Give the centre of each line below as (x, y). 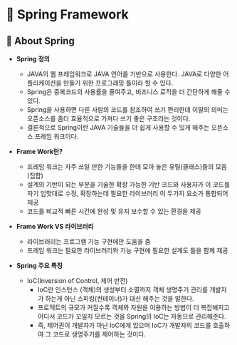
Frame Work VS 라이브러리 (55, 226)
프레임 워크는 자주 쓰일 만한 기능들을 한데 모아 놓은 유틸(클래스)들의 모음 (127, 166)
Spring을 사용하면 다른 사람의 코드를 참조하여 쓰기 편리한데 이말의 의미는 (127, 109)
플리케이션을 (44, 83)
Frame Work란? (39, 151)
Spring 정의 (33, 59)
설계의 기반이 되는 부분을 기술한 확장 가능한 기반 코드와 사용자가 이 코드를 (128, 184)
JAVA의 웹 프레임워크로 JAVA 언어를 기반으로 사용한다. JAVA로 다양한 (124, 74)
